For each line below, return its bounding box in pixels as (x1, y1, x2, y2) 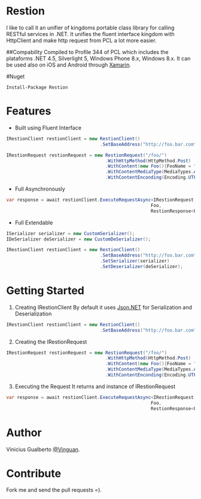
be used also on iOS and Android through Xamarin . (6, 61, 132, 68)
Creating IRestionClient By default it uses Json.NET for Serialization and (14, 303, 193, 311)
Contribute (6, 467, 62, 480)
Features (6, 104, 51, 118)
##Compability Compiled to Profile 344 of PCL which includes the (6, 48, 169, 55)
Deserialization (14, 310, 52, 317)
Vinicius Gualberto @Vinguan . (6, 446, 80, 453)
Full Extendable (14, 219, 53, 226)
